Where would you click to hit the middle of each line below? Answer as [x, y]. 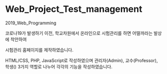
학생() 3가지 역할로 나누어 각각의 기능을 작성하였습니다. [59, 67]
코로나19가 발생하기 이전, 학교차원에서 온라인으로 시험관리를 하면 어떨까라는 [79, 33]
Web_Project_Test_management [74, 9]
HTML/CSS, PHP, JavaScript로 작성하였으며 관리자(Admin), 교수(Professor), [81, 60]
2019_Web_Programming [31, 23]
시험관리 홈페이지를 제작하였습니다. [39, 50]
